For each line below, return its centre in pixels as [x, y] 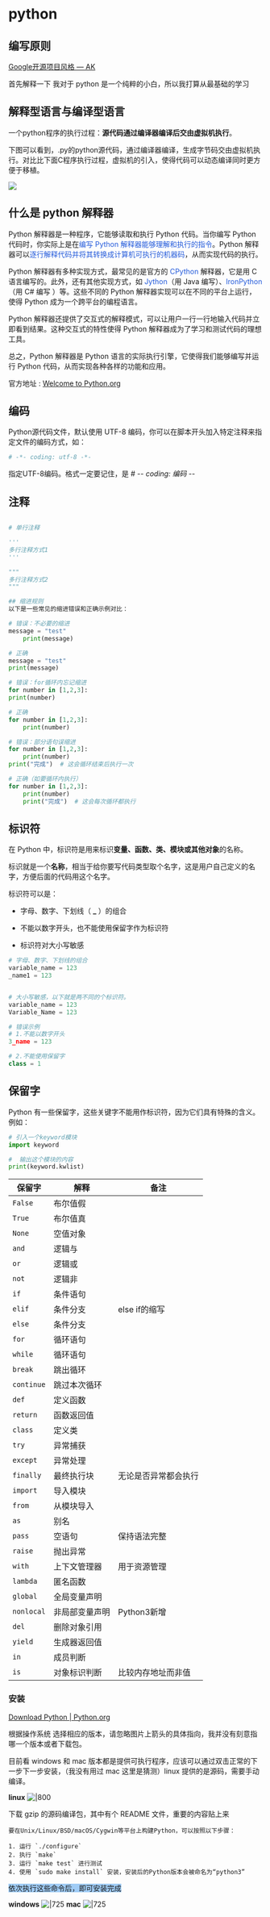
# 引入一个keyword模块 [43, 1137]
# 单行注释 [24, 528]
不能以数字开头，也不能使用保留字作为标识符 [94, 928]
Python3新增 [142, 1612]
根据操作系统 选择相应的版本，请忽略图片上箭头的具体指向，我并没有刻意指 [133, 1733]
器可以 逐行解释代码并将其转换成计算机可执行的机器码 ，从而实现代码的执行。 [135, 254]
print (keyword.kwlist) [46, 1167]
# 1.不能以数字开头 [37, 1034]
